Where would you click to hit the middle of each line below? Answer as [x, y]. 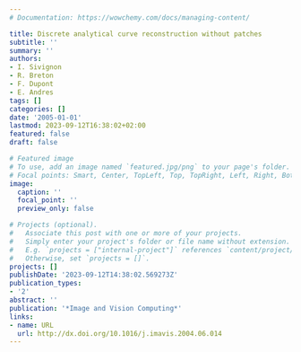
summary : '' [31, 50]
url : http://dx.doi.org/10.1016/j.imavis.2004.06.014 [120, 333]
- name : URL [31, 325]
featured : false [39, 134]
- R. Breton [31, 76]
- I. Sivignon [36, 67]
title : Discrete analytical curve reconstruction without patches [136, 34]
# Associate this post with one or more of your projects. [126, 233]
